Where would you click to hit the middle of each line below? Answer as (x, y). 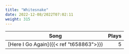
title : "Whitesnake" (27, 10)
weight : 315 (18, 19)
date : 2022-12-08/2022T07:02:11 (39, 14)
